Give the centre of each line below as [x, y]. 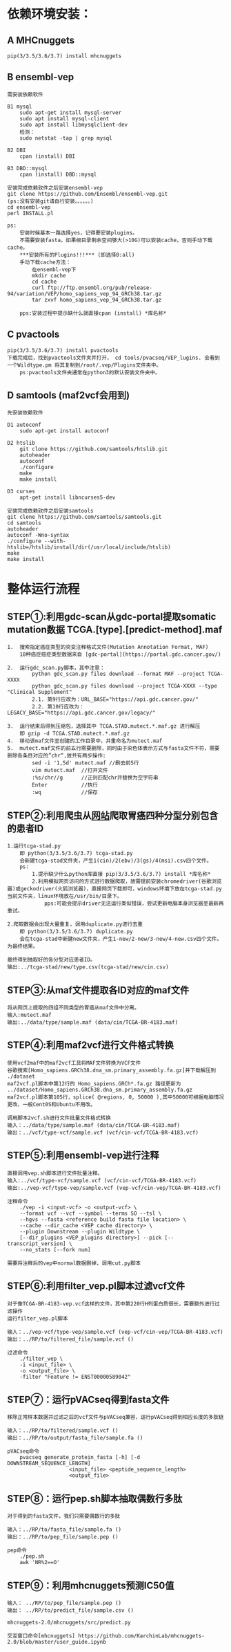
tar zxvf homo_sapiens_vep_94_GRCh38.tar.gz [97, 300]
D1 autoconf [24, 425]
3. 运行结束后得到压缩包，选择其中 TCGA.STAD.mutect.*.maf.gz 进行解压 [104, 726]
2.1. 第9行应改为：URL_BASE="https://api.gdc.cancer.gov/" [115, 699]
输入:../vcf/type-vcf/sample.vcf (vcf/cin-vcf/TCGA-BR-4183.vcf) [102, 1180]
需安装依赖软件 [25, 94]
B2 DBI [17, 150]
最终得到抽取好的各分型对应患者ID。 [51, 960]
